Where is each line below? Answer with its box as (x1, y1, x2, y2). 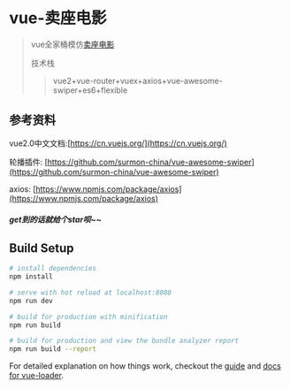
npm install (9, 272, 53, 281)
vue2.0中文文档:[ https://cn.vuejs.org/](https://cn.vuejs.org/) (9, 138, 227, 149)
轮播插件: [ (9, 156, 49, 167)
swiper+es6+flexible (52, 85, 128, 95)
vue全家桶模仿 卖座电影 (30, 39, 115, 50)
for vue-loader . (9, 370, 65, 381)
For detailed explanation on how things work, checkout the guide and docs (9, 361, 281, 371)
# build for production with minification (9, 312, 168, 321)
